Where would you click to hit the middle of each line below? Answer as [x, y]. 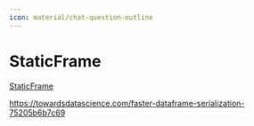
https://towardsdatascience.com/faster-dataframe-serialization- [127, 103]
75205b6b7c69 [37, 113]
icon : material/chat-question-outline [81, 17]
